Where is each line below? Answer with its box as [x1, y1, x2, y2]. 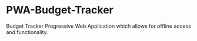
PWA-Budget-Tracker [6, 3, 113, 17]
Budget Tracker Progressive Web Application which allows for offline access [6, 23, 191, 29]
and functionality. [6, 28, 48, 35]
